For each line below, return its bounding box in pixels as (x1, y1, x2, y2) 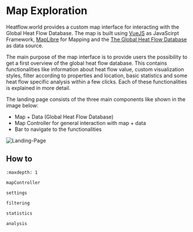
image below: (6, 102, 39, 109)
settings (6, 190, 27, 196)
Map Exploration (6, 4, 88, 18)
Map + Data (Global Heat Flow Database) (14, 113, 114, 120)
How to (6, 154, 33, 164)
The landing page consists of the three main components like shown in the (6, 95, 186, 103)
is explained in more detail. (6, 84, 71, 91)
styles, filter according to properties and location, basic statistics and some (6, 72, 188, 79)
